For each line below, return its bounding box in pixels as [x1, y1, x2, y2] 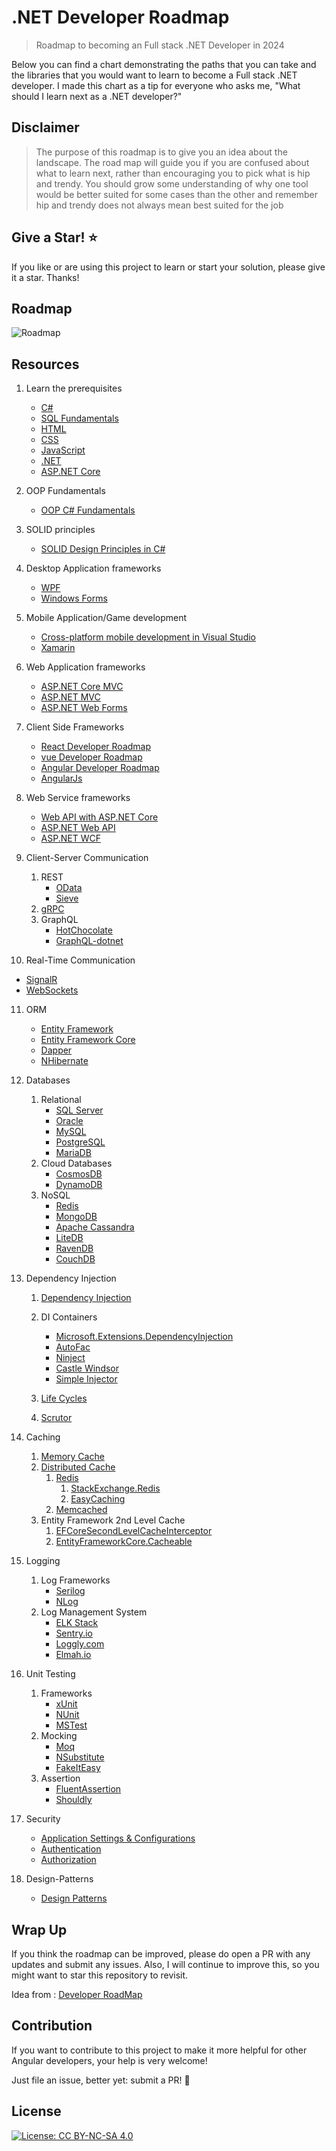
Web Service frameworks [25, 792, 131, 804]
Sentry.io [55, 1627, 93, 1640]
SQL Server [55, 1104, 104, 1116]
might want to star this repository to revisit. [11, 1969, 189, 1981]
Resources [11, 356, 80, 373]
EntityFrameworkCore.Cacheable [55, 1536, 193, 1548]
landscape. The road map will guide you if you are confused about [35, 156, 310, 168]
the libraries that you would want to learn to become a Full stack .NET [11, 69, 298, 81]
